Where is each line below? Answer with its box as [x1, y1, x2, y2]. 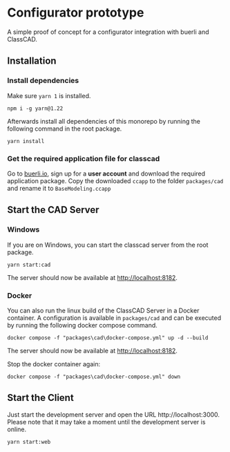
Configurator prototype [7, 5, 144, 21]
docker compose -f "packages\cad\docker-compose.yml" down [7, 373, 181, 380]
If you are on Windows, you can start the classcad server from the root [7, 241, 209, 249]
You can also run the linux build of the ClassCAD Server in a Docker [7, 306, 200, 314]
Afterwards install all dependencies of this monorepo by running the [7, 117, 201, 125]
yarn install [7, 138, 45, 144]
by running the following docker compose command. [7, 321, 157, 329]
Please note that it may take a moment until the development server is [7, 417, 206, 426]
